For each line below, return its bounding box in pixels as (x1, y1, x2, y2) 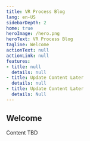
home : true (6, 25, 33, 31)
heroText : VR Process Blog (6, 36, 73, 42)
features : (6, 58, 31, 64)
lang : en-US (6, 14, 36, 20)
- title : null (6, 63, 42, 70)
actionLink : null (6, 53, 49, 59)
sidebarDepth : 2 (6, 20, 46, 25)
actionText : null (6, 47, 49, 53)
